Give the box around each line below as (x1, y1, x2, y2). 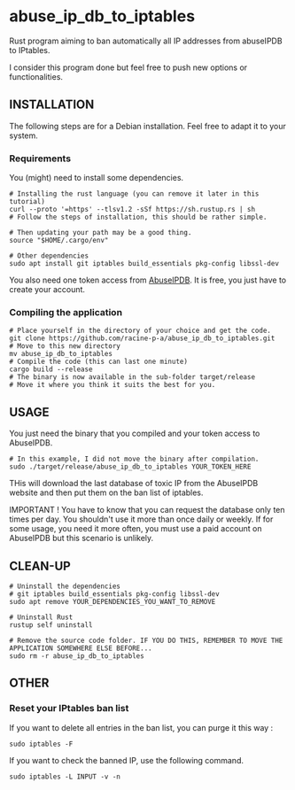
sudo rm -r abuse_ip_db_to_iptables (9, 651, 144, 661)
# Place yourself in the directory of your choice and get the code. (9, 326, 272, 336)
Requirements (9, 152, 72, 165)
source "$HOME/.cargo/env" (9, 236, 109, 245)
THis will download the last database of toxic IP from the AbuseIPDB (9, 478, 259, 489)
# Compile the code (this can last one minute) (9, 357, 189, 367)
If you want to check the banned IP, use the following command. (9, 755, 245, 765)
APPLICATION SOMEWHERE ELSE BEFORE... (9, 644, 152, 653)
